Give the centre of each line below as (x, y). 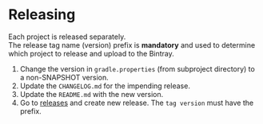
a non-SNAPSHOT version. (64, 77)
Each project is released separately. (67, 37)
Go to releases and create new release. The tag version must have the (137, 103)
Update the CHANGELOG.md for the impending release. (105, 86)
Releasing (42, 15)
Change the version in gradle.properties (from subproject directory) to (137, 68)
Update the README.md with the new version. (92, 94)
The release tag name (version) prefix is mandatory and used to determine (132, 45)
